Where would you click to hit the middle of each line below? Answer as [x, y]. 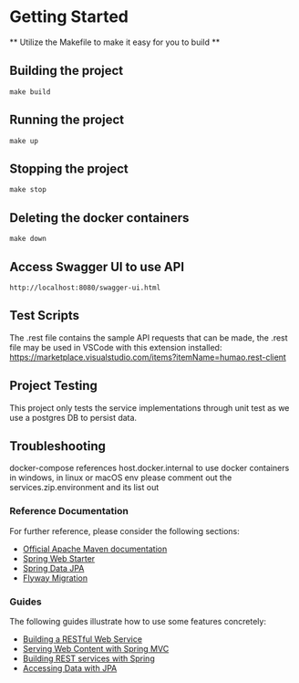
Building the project [67, 71]
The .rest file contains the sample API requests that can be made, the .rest [149, 337]
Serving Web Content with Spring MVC [96, 649]
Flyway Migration [55, 578]
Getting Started [69, 17]
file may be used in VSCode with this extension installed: [116, 347]
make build [30, 92]
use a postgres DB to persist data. [73, 417]
